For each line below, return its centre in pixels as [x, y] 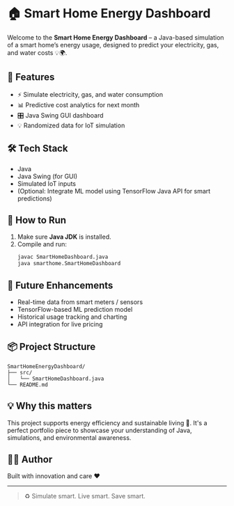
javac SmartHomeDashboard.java [63, 257]
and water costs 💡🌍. [37, 52]
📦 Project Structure [52, 347]
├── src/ [20, 372]
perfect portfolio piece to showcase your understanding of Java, [100, 430]
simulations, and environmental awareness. [69, 437]
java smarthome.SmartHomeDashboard [69, 264]
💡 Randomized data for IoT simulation [71, 125]
